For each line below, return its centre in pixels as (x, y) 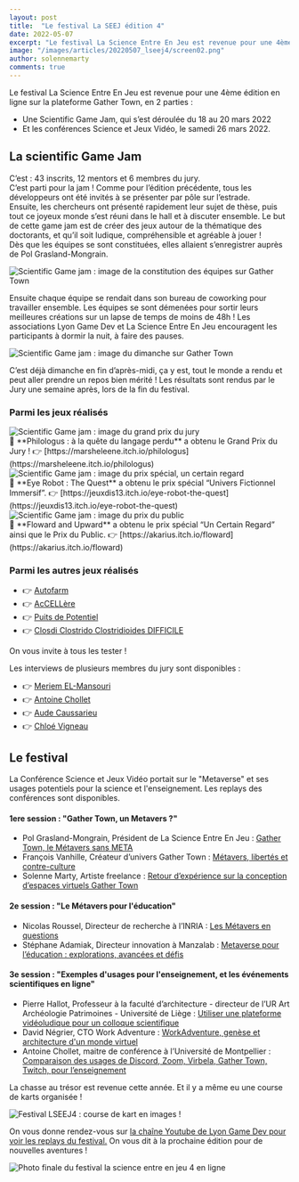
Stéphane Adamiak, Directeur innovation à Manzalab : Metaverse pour (150, 944)
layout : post (33, 17)
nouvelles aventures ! (48, 1150)
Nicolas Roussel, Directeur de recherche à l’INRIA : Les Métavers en (146, 925)
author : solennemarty (49, 59)
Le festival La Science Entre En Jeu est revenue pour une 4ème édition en (145, 92)
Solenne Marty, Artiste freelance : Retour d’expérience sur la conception (154, 876)
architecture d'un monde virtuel (80, 1041)
